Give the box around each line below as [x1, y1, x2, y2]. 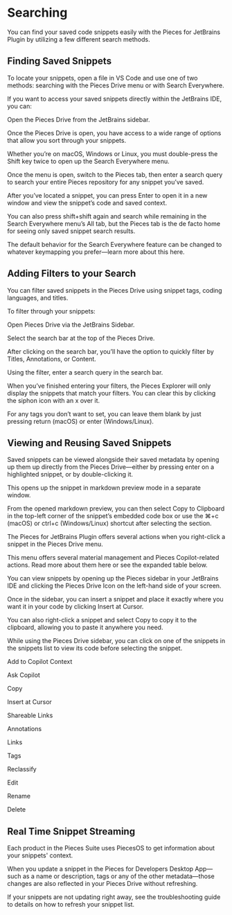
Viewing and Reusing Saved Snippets [7, 437, 172, 449]
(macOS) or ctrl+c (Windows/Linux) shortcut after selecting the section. [7, 519, 213, 528]
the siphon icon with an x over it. [7, 396, 100, 404]
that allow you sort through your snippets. [7, 136, 127, 144]
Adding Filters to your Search [7, 268, 136, 280]
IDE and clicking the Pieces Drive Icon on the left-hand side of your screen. [7, 581, 222, 590]
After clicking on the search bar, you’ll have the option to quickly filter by [7, 347, 215, 355]
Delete [7, 805, 26, 814]
